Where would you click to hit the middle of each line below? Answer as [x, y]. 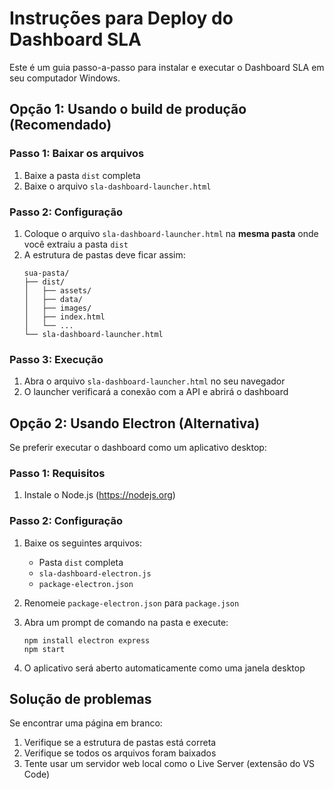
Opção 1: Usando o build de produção [128, 109]
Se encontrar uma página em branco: [86, 723]
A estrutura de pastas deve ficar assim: [104, 254]
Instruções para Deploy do [121, 18]
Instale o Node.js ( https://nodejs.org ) [99, 495]
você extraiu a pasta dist [76, 244]
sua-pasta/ [46, 273]
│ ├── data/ [53, 299]
